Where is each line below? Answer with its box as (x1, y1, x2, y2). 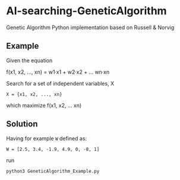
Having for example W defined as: (6, 135, 87, 142)
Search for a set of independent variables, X (6, 80, 115, 87)
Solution (6, 119, 38, 129)
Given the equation (6, 56, 53, 64)
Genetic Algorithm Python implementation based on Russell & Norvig (6, 24, 175, 31)
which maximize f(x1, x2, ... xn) (6, 102, 82, 109)
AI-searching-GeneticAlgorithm (6, 4, 168, 18)
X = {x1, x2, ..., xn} (6, 91, 62, 97)
